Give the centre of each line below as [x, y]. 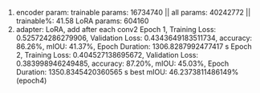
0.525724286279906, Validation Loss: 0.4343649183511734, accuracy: [134, 38]
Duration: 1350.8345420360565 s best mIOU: [91, 72]
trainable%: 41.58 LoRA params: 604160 [82, 21]
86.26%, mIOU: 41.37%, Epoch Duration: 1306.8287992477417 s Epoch [134, 46]
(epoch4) [31, 81]
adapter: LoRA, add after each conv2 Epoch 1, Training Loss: [116, 29]
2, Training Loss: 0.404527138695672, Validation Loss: [107, 55]
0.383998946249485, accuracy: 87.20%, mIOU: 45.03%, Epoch [122, 63]
